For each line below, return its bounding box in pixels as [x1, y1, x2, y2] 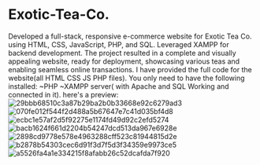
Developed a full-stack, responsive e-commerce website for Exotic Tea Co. [8, 31, 252, 41]
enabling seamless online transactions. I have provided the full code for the [8, 64, 252, 74]
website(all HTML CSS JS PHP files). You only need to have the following [8, 73, 246, 82]
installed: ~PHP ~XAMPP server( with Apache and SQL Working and [8, 81, 230, 91]
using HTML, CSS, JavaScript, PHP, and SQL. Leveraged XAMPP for [8, 39, 230, 49]
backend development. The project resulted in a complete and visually [8, 48, 236, 57]
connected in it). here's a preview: [8, 90, 119, 99]
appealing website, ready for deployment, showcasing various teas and [8, 57, 240, 66]
